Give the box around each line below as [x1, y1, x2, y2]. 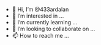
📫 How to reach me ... [12, 32, 69, 39]
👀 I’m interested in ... [12, 12, 64, 19]
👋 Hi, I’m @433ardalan [12, 6, 69, 13]
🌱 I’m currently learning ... [12, 19, 78, 26]
